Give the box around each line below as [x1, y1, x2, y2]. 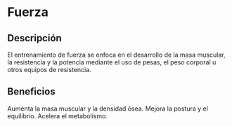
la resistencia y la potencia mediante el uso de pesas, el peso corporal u [7, 58, 217, 66]
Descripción [7, 32, 62, 44]
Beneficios [7, 85, 56, 98]
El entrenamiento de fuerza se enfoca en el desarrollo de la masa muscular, [7, 50, 226, 59]
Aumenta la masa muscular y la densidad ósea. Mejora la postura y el [7, 104, 209, 113]
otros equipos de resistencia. [7, 66, 91, 73]
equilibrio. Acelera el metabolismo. [7, 111, 108, 120]
